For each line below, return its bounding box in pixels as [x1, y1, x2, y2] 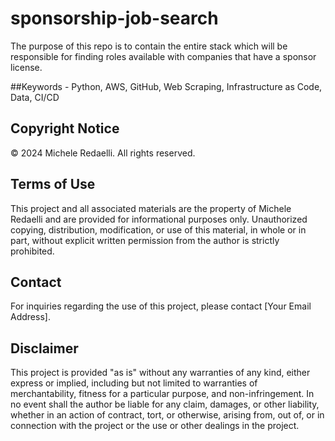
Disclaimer [10, 340, 79, 357]
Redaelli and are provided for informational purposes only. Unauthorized [10, 213, 308, 225]
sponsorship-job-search [10, 7, 219, 30]
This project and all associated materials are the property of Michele [10, 202, 292, 214]
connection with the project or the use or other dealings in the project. [10, 420, 300, 432]
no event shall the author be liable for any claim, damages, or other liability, [10, 398, 320, 411]
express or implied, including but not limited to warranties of [10, 377, 258, 389]
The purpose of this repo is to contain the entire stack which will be [10, 40, 288, 52]
